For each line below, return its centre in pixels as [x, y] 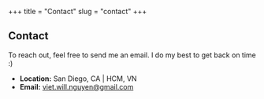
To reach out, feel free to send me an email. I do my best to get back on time [132, 55]
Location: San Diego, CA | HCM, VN [78, 79]
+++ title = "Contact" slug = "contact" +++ [78, 11]
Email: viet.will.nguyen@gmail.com [76, 86]
